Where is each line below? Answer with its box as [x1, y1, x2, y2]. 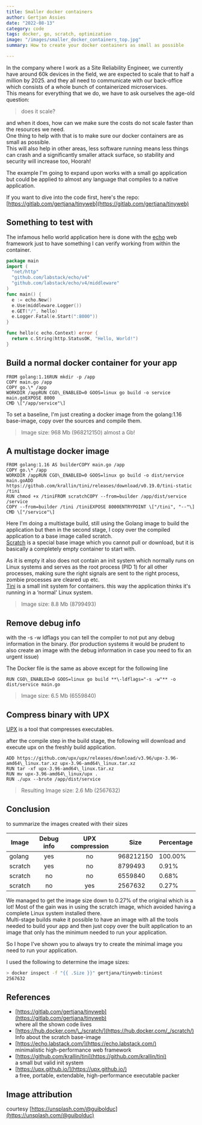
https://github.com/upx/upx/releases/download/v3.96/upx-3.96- [17, 755, 179, 761]
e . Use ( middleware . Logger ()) [11, 302, 82, 308]
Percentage [159, 838, 193, 846]
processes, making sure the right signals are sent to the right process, [6, 570, 180, 577]
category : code [6, 25, 44, 32]
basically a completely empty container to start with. [6, 545, 136, 553]
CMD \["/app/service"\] [6, 400, 66, 406]
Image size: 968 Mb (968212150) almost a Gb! [20, 428, 135, 436]
